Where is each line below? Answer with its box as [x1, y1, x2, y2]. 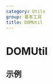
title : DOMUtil [6, 19, 43, 25]
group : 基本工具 [6, 14, 42, 20]
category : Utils [6, 8, 45, 15]
